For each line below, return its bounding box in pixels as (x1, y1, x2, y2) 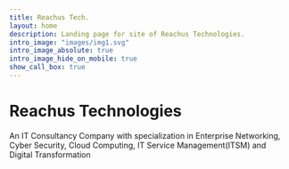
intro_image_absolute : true (9, 46, 114, 55)
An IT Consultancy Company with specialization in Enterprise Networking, (9, 130, 281, 141)
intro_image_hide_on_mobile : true (9, 54, 138, 63)
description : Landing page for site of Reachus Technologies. (9, 29, 245, 38)
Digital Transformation (9, 149, 91, 160)
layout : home (9, 21, 58, 30)
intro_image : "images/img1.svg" (9, 37, 129, 47)
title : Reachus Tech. (9, 12, 90, 22)
